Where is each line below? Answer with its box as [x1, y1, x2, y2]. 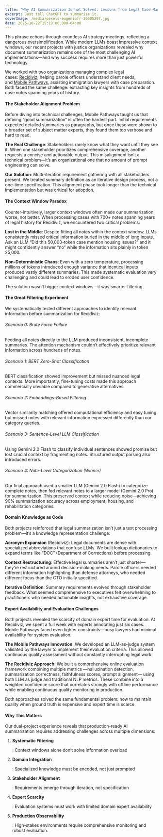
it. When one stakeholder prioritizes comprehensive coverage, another [5, 147, 147, 153]
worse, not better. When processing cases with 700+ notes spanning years [5, 214, 155, 220]
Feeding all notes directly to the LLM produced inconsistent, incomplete [5, 337, 148, 343]
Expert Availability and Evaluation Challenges [5, 606, 99, 611]
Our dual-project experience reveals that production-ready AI [5, 723, 128, 729]
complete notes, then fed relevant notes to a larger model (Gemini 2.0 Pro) [5, 488, 154, 493]
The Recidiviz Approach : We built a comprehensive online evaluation [5, 661, 144, 667]
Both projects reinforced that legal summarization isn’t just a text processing [5, 525, 158, 531]
